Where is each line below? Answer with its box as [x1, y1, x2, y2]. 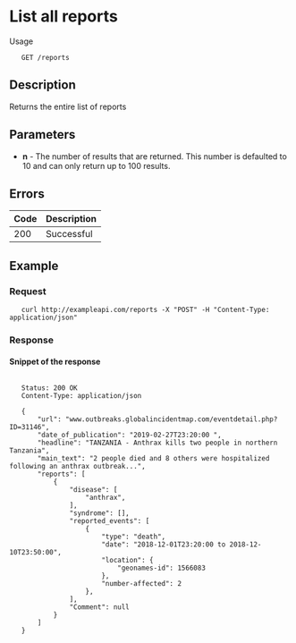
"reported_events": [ [69, 517, 150, 526]
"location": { [101, 556, 154, 565]
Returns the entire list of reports [9, 101, 127, 112]
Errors [9, 186, 45, 201]
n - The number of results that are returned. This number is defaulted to [21, 150, 288, 162]
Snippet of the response [9, 356, 101, 367]
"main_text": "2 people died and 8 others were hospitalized [37, 454, 270, 463]
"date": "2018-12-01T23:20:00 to [101, 540, 226, 549]
